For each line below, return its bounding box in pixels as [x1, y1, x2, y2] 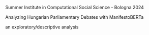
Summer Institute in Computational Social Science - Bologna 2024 [5, 5, 144, 10]
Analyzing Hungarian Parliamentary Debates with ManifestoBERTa [5, 14, 144, 20]
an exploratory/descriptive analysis [5, 24, 79, 30]
